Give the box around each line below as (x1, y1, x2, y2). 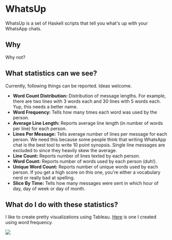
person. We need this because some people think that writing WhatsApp (12, 136, 166, 142)
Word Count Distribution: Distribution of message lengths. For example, (12, 93, 166, 99)
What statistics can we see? (5, 69, 98, 78)
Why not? (5, 54, 26, 60)
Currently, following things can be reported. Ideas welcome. (5, 83, 132, 89)
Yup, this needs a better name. (12, 103, 78, 109)
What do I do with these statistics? (5, 200, 118, 209)
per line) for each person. (12, 125, 67, 132)
